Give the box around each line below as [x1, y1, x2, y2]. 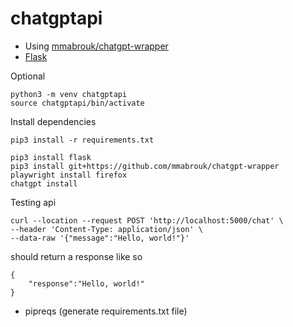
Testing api [10, 196, 57, 208]
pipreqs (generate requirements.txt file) [24, 305, 188, 317]
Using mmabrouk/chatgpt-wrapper [24, 40, 169, 52]
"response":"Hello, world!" [28, 278, 145, 289]
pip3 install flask [10, 152, 92, 162]
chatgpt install [10, 178, 78, 189]
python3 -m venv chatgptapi [10, 89, 128, 99]
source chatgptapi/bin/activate [10, 98, 145, 108]
